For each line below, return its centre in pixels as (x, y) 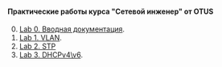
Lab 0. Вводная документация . (72, 29)
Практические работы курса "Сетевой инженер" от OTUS (111, 11)
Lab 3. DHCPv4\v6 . (51, 55)
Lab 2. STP (37, 46)
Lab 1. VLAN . (40, 38)
